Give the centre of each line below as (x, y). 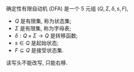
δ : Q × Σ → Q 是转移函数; (46, 36)
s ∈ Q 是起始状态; (37, 43)
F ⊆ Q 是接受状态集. (39, 50)
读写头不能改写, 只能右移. (37, 63)
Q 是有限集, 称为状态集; (43, 21)
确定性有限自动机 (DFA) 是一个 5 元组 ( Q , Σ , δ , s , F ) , (67, 8)
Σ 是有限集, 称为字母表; (43, 28)
